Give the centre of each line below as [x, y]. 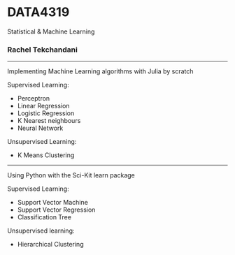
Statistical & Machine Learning [51, 31]
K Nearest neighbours [49, 121]
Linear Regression [43, 106]
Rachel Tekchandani [43, 50]
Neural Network [40, 128]
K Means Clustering [46, 155]
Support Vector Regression [56, 210]
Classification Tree [44, 217]
